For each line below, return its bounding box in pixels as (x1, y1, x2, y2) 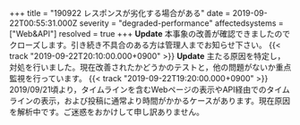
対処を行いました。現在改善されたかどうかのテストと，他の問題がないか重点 (9, 62, 292, 72)
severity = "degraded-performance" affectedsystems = (79, 18, 284, 29)
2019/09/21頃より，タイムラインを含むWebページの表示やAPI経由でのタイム (9, 84, 290, 95)
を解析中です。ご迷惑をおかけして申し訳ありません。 (9, 106, 204, 117)
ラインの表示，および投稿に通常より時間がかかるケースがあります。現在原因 (9, 96, 291, 105)
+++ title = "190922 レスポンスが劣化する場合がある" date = (9, 8, 231, 18)
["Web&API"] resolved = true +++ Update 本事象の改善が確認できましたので (9, 29, 291, 38)
